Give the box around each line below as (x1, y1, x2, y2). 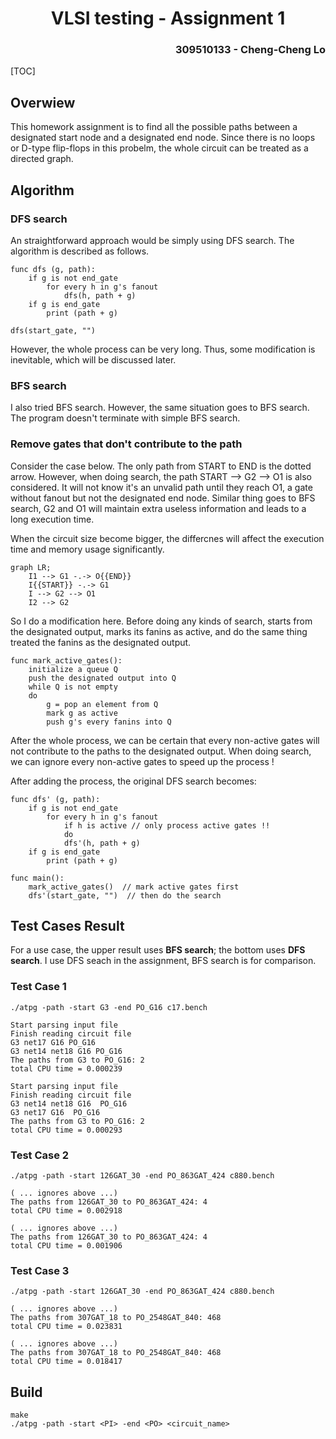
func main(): (10, 873, 65, 883)
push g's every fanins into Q (46, 717, 172, 727)
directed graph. (10, 153, 74, 165)
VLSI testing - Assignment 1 (50, 7, 286, 30)
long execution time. (10, 513, 95, 525)
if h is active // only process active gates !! (63, 820, 271, 831)
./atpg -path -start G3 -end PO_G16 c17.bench (10, 1002, 208, 1012)
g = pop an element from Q (46, 699, 159, 709)
